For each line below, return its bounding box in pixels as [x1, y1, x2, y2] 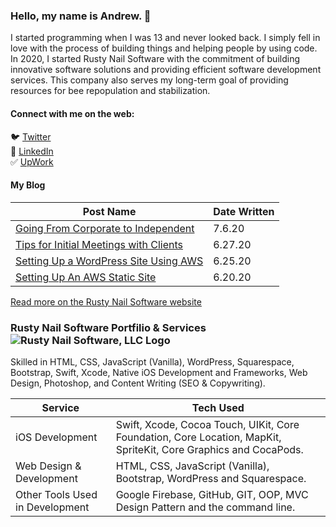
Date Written [213, 204, 275, 218]
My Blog [10, 179, 46, 191]
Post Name [82, 204, 137, 218]
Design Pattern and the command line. [115, 500, 296, 514]
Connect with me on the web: [10, 107, 135, 119]
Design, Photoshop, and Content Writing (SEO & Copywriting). [10, 377, 266, 389]
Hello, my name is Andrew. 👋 [10, 9, 152, 23]
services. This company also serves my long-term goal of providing [10, 74, 289, 86]
